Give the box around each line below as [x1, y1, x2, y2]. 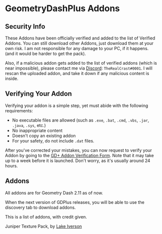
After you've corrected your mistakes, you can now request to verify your [5, 147, 152, 153]
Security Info [5, 22, 45, 31]
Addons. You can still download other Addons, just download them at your [5, 40, 154, 46]
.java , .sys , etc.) [12, 122, 46, 128]
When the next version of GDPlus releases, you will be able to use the [5, 199, 144, 205]
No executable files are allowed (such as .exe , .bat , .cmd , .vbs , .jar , [12, 117, 149, 123]
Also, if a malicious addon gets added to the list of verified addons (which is [5, 60, 157, 66]
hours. [5, 162, 18, 168]
